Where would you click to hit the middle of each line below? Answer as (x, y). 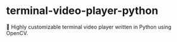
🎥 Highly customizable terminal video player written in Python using (89, 27)
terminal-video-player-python (82, 11)
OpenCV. (17, 33)
